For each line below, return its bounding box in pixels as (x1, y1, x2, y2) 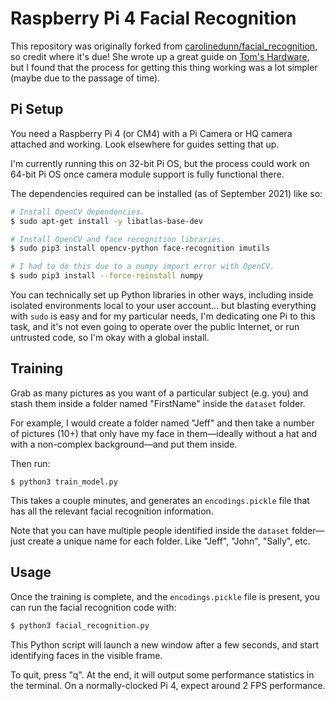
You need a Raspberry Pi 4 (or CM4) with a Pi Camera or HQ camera (10, 127, 293, 139)
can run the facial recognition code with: (10, 601, 177, 613)
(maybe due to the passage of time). (10, 72, 161, 84)
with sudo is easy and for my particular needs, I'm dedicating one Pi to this (10, 310, 316, 322)
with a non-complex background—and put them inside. (10, 438, 238, 450)
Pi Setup (10, 101, 64, 118)
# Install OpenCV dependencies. (10, 207, 145, 217)
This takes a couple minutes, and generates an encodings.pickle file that (10, 494, 310, 506)
